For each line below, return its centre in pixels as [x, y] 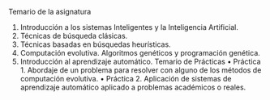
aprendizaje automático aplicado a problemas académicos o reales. [133, 87]
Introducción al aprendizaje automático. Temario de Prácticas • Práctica [140, 61]
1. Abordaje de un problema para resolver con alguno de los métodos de [141, 70]
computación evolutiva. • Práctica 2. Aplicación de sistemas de [126, 79]
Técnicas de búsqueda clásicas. [74, 36]
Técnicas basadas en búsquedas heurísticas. [96, 44]
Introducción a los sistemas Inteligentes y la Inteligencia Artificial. [129, 27]
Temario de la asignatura [50, 12]
